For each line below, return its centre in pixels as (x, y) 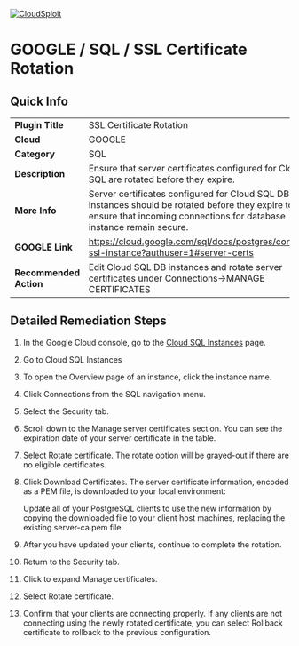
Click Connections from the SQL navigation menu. (114, 394)
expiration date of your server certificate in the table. (119, 438)
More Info (35, 211)
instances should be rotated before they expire (185, 205)
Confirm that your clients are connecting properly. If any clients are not (153, 613)
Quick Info (39, 101)
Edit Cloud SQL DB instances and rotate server (185, 267)
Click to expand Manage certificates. (90, 578)
